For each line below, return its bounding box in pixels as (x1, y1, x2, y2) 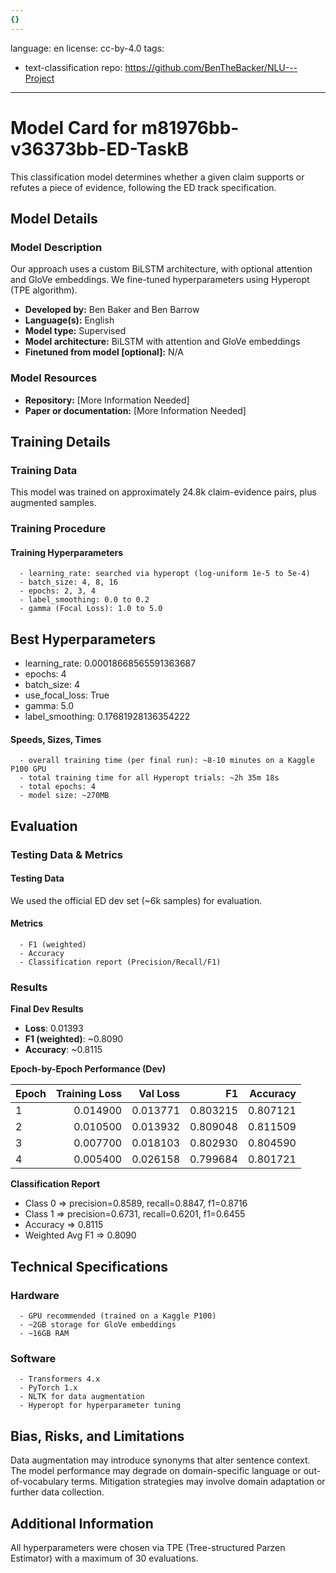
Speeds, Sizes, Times (10, 733, 102, 745)
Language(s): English (24, 314, 115, 326)
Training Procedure (10, 522, 107, 536)
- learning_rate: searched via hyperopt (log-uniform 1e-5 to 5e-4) (19, 569, 311, 579)
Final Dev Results (10, 1003, 84, 1015)
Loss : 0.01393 (24, 1022, 84, 1035)
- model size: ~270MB (19, 791, 110, 801)
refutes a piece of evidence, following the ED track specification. (10, 181, 277, 193)
